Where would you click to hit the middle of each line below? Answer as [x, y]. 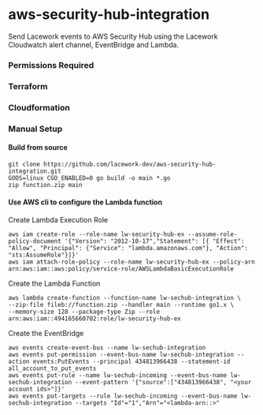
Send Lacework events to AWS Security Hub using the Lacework [113, 36]
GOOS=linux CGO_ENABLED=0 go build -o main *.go [89, 178]
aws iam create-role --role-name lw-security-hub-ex [96, 234]
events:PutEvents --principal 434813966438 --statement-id [131, 362]
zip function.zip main [45, 185]
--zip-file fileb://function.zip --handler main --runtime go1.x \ [121, 305]
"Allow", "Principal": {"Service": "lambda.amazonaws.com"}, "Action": [128, 249]
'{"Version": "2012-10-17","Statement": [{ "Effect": [154, 241]
